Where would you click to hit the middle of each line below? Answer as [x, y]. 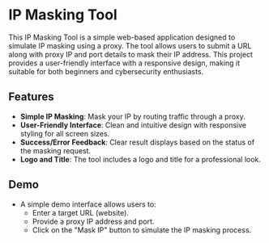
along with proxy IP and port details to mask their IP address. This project [131, 54]
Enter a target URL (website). [81, 212]
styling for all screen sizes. [65, 133]
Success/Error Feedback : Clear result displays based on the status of [137, 142]
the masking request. [56, 150]
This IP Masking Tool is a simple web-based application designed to [122, 37]
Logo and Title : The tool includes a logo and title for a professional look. [141, 159]
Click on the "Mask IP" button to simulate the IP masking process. [142, 230]
